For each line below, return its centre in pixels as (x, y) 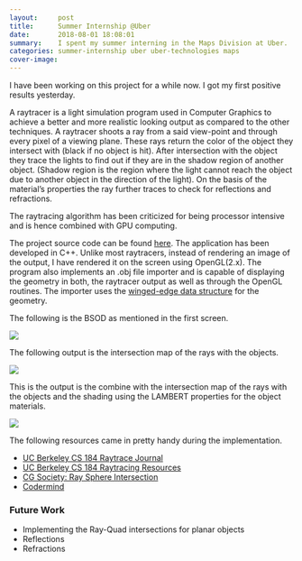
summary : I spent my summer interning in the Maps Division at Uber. (149, 43)
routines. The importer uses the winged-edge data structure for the (134, 291)
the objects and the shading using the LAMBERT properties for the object (145, 396)
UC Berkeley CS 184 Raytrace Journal (93, 458)
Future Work (37, 510)
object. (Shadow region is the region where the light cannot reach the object (151, 170)
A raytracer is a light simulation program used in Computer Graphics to (141, 112)
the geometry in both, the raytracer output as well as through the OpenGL (146, 281)
